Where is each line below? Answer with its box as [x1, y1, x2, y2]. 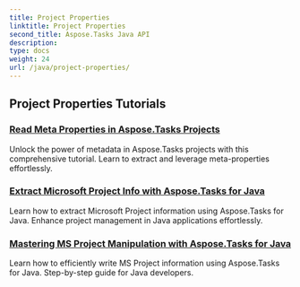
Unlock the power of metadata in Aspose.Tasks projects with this [9, 143, 249, 154]
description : [9, 38, 58, 48]
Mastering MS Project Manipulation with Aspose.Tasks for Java [9, 237, 292, 249]
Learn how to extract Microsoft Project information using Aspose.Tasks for [9, 205, 284, 216]
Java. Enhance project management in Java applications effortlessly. [9, 214, 263, 225]
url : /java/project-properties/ [9, 64, 130, 73]
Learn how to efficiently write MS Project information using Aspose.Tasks [9, 257, 280, 269]
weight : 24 [9, 55, 50, 64]
